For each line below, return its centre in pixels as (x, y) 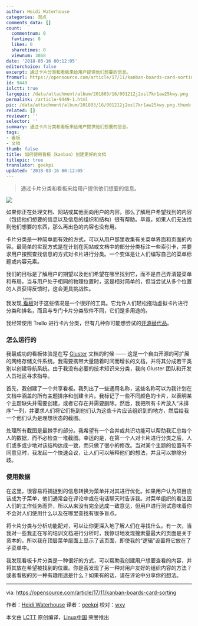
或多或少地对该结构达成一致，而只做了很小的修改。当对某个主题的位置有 (99, 445)
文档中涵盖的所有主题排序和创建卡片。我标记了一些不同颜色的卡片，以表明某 (99, 396)
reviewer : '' (22, 116)
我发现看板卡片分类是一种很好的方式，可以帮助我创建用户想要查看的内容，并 (99, 560)
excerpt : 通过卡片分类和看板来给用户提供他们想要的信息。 (68, 72)
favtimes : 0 (26, 39)
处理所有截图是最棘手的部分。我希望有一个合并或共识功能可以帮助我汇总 (94, 431)
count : (14, 28)
